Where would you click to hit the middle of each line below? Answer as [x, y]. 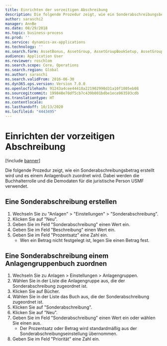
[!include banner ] [23, 160]
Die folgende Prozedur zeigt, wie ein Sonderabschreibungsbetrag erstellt [80, 170]
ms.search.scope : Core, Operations [42, 65]
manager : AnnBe [21, 24]
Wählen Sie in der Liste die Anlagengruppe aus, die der [69, 281]
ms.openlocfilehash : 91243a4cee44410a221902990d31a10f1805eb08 [72, 88]
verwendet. [17, 186]
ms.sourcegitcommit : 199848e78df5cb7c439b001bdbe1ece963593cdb [72, 93]
